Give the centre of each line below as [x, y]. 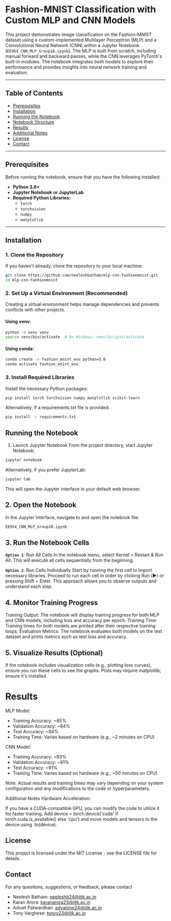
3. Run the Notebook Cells [47, 542]
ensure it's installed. [26, 676]
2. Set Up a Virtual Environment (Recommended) [67, 293]
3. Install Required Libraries [40, 377]
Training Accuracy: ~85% [39, 721]
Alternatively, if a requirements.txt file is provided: [58, 408]
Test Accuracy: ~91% [35, 768]
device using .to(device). [31, 824]
